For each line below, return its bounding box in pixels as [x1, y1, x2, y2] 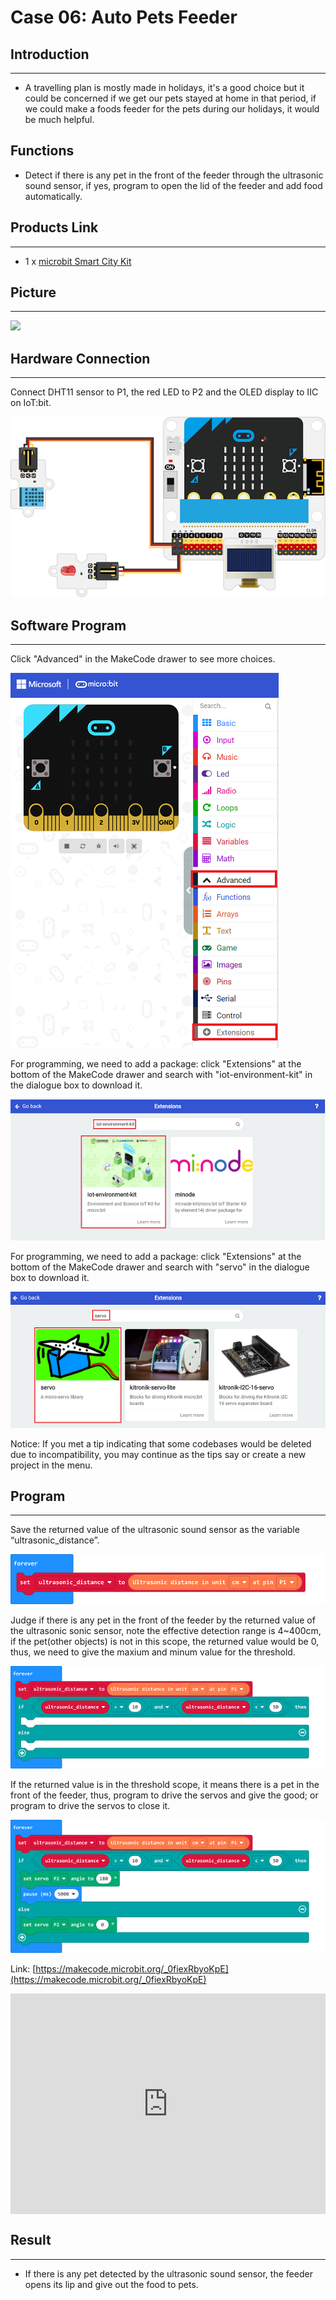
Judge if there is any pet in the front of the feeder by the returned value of [10, 1614, 316, 1626]
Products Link [10, 219, 99, 236]
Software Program [10, 617, 127, 634]
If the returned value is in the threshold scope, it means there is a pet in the [10, 1778, 320, 1790]
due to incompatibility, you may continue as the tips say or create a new [10, 1448, 307, 1460]
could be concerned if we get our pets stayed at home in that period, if [24, 92, 317, 104]
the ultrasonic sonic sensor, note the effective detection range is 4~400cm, [10, 1625, 322, 1637]
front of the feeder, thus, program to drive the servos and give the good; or [10, 1789, 319, 1801]
